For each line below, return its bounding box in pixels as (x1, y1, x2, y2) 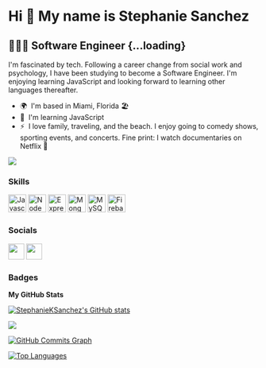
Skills (8, 176, 30, 187)
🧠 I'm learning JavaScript (19, 113, 105, 122)
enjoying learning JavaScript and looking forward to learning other (8, 77, 226, 86)
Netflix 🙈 (19, 141, 48, 150)
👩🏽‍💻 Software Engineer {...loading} (8, 39, 187, 52)
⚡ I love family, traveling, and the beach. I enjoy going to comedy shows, (19, 122, 259, 130)
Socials (8, 225, 37, 236)
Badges (8, 272, 38, 283)
